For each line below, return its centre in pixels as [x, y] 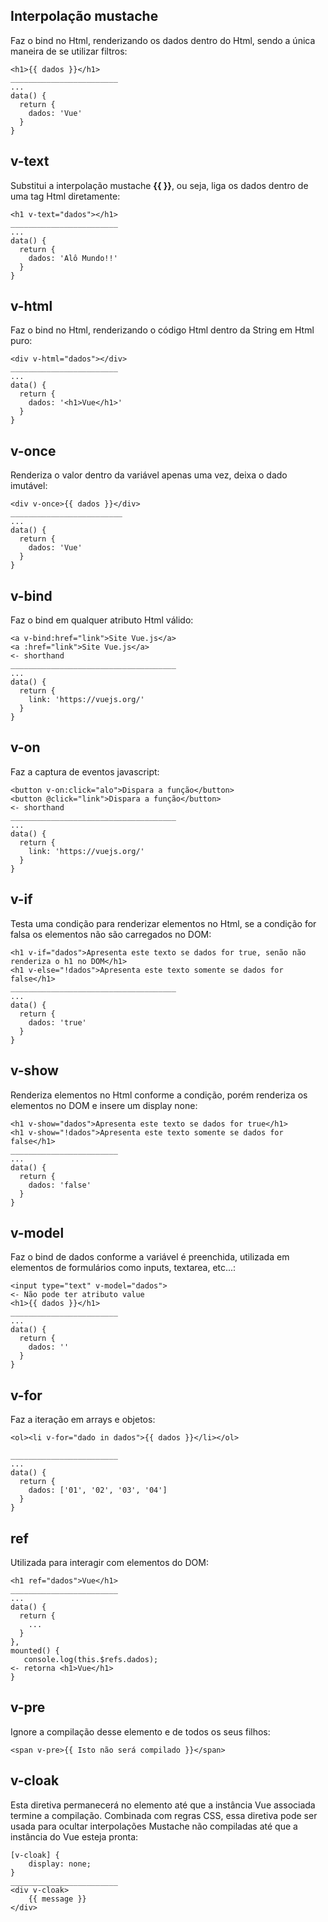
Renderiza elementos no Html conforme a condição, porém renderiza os [159, 1095]
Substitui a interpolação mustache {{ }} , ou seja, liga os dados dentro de [159, 185]
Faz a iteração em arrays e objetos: [83, 1420]
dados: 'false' [60, 1185]
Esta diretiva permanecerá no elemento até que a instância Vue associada [163, 1805]
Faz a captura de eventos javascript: [85, 771]
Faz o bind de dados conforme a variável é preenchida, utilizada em [150, 1257]
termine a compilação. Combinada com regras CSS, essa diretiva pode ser [164, 1815]
